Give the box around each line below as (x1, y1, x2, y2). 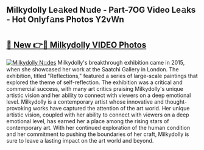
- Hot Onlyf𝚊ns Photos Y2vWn (6, 15, 125, 25)
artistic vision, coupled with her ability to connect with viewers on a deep (6, 111, 190, 118)
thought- (165, 98, 188, 105)
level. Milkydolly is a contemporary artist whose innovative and (6, 98, 164, 105)
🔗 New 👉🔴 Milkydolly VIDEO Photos (6, 40, 147, 50)
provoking (6, 105, 32, 112)
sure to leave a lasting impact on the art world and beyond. (6, 137, 154, 144)
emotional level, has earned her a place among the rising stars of (6, 118, 169, 124)
